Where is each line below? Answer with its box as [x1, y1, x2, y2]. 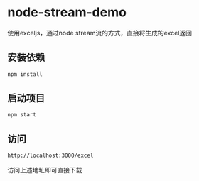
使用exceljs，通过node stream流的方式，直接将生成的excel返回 [7, 28, 193, 37]
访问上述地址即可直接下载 [7, 166, 82, 174]
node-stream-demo [7, 4, 127, 21]
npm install [7, 70, 43, 78]
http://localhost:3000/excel [7, 152, 94, 160]
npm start [7, 111, 37, 119]
